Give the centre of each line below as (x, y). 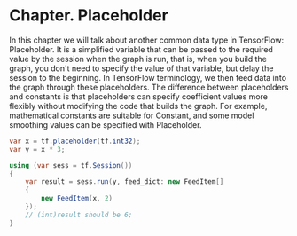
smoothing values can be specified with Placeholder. (106, 124)
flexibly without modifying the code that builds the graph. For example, (138, 106)
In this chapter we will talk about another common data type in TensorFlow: (147, 40)
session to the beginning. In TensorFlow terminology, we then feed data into (148, 77)
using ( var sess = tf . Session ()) (71, 165)
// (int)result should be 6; (79, 215)
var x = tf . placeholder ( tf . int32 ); (75, 141)
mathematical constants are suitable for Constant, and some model (132, 115)
